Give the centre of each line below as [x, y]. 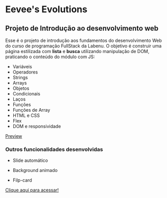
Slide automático [30, 160]
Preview [14, 136]
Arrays [20, 83]
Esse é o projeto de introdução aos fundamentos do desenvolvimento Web [83, 40]
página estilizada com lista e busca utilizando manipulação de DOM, [77, 51]
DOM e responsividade [37, 126]
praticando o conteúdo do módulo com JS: [50, 57]
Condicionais [26, 94]
